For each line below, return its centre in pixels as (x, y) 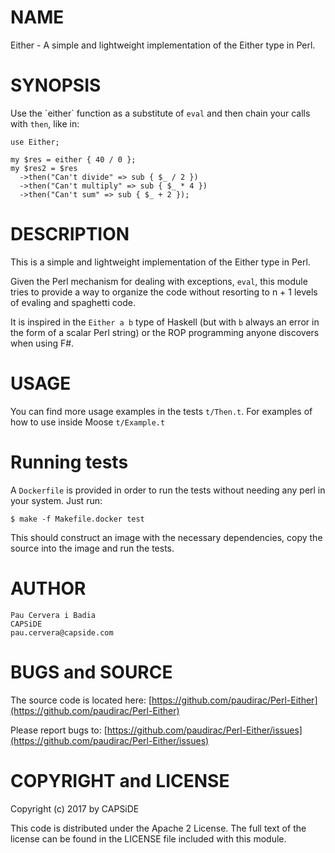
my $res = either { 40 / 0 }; (73, 159)
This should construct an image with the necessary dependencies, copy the (166, 537)
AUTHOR (48, 588)
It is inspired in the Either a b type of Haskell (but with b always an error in (165, 322)
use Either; (35, 142)
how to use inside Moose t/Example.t (88, 422)
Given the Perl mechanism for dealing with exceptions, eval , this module (159, 281)
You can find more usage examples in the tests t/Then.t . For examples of (161, 411)
